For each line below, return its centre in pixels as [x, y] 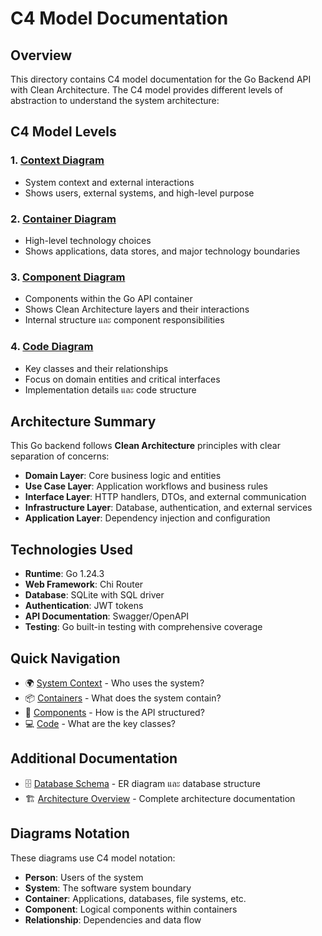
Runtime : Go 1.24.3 [64, 574]
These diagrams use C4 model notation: [93, 858]
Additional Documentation [94, 758]
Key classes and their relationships [96, 368]
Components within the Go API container [108, 299]
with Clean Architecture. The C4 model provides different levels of [146, 90]
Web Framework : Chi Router [84, 584]
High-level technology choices [88, 240]
